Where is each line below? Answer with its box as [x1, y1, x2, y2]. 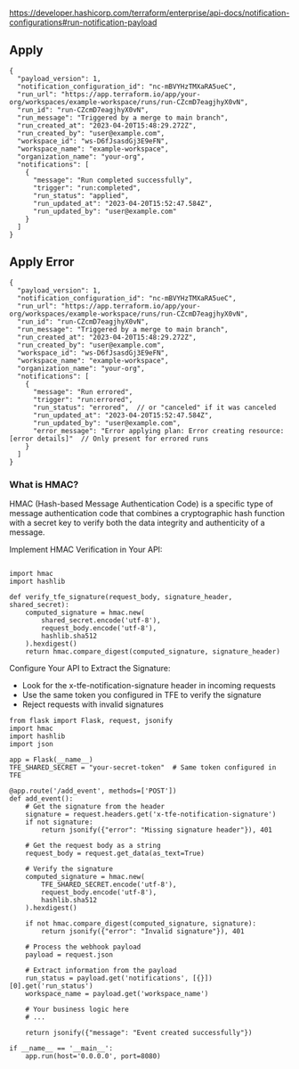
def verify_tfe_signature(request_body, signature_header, [9, 592, 233, 601]
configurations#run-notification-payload [9, 17, 158, 28]
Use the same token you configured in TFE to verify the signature [21, 689, 262, 700]
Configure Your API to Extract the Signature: [9, 662, 171, 673]
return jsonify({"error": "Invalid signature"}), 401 [41, 926, 245, 935]
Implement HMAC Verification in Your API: [9, 544, 163, 555]
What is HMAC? [9, 478, 79, 490]
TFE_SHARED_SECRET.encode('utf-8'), [41, 880, 177, 889]
